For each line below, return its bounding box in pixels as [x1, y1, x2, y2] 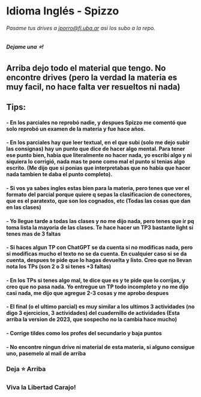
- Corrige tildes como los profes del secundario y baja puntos [6, 329, 162, 336]
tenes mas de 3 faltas [6, 230, 61, 237]
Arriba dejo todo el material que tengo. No [6, 63, 166, 73]
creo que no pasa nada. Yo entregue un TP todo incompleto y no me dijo [6, 283, 189, 290]
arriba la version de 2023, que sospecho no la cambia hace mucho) [6, 316, 177, 323]
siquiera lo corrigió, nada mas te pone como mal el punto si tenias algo [6, 158, 185, 166]
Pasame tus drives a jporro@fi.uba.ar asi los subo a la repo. [6, 24, 156, 31]
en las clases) [6, 203, 41, 210]
